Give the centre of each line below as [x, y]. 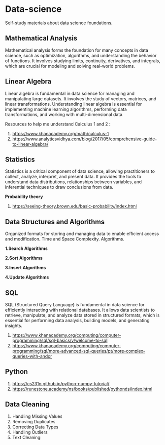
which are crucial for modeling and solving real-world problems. [70, 66]
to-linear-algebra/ [30, 144]
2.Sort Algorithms [24, 258]
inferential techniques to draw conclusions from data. [59, 187]
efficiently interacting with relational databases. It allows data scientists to [80, 310]
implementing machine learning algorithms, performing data [66, 109]
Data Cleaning [27, 404]
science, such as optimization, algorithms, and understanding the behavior [81, 55]
